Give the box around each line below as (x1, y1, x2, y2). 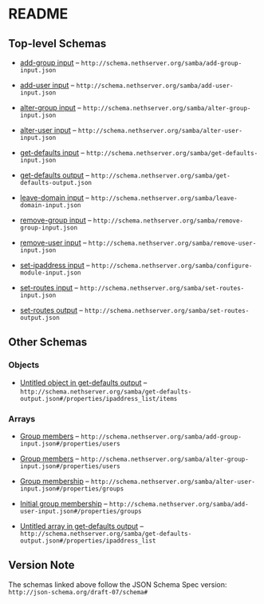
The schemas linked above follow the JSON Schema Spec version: (8, 579, 227, 589)
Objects (8, 359, 40, 370)
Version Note (8, 558, 75, 572)
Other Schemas (8, 335, 88, 349)
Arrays (8, 413, 36, 424)
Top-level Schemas (8, 37, 107, 50)
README (8, 5, 69, 23)
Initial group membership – (19, 498, 108, 508)
